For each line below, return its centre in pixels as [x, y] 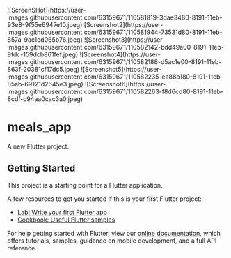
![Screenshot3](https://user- [125, 40]
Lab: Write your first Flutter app [62, 212]
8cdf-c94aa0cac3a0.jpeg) [45, 99]
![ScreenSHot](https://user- [47, 10]
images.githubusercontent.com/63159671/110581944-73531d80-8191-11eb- [115, 32]
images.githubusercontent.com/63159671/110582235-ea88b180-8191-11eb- [115, 77]
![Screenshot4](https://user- [120, 54]
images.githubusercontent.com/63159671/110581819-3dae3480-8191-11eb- [115, 17]
